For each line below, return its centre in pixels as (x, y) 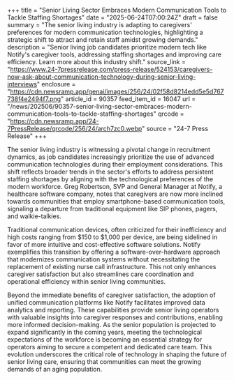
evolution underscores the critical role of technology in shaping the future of (117, 354)
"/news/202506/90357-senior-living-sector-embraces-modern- (100, 106)
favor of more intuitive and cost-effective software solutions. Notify (104, 244)
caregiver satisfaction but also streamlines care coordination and (101, 274)
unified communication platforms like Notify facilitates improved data (107, 302)
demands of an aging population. (55, 369)
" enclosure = (56, 84)
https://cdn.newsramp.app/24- (54, 121)
